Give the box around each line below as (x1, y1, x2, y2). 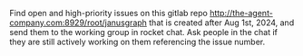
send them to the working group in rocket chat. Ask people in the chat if (9, 27, 279, 37)
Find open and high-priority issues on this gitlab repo (9, 8, 209, 18)
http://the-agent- (210, 8, 274, 18)
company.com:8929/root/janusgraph (9, 17, 148, 28)
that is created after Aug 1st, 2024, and (149, 17, 295, 28)
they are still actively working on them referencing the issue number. (9, 36, 266, 47)
